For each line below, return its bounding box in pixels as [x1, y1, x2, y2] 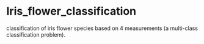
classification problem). [6, 31, 66, 38]
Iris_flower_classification [6, 4, 137, 18]
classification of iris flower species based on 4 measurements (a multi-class [6, 24, 199, 32]
